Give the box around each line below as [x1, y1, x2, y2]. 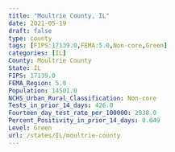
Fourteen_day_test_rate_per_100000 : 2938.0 [8, 109, 157, 117]
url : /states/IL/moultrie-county [8, 131, 121, 139]
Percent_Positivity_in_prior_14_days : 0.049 [8, 117, 160, 125]
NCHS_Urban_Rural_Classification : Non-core [8, 94, 157, 102]
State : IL [8, 64, 42, 72]
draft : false [8, 27, 52, 35]
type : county [8, 34, 52, 43]
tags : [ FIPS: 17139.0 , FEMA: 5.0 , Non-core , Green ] [8, 42, 168, 50]
